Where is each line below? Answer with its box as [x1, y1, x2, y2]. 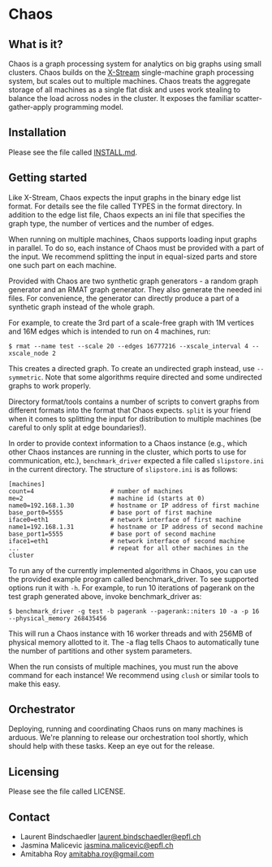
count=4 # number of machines [8, 487, 183, 495]
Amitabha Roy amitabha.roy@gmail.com [19, 849, 154, 859]
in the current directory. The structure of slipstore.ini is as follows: [8, 464, 238, 474]
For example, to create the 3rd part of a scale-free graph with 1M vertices [8, 317, 254, 327]
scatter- [235, 94, 262, 103]
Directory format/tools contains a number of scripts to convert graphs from [8, 396, 260, 406]
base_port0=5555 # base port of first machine [8, 508, 213, 517]
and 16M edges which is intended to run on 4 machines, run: [8, 326, 211, 336]
